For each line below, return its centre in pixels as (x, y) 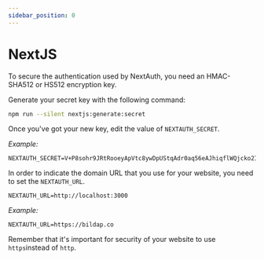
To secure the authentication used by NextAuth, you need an (106, 76)
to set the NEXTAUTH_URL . (46, 181)
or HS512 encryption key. (76, 84)
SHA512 (21, 84)
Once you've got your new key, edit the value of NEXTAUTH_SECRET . (114, 129)
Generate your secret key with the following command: (97, 100)
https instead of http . (42, 247)
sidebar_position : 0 (42, 15)
